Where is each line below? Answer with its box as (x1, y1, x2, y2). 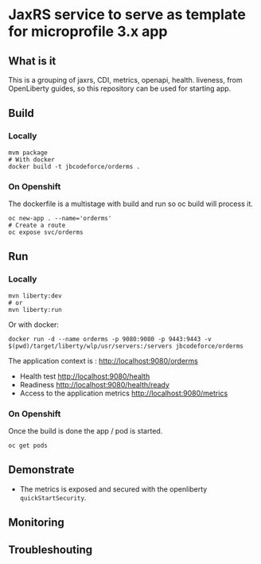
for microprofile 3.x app (8, 22, 168, 41)
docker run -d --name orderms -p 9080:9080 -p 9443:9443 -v (8, 335, 212, 343)
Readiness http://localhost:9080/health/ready (19, 379, 169, 389)
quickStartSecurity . (19, 492, 87, 502)
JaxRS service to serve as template (8, 6, 247, 24)
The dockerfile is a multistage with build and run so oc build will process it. (8, 199, 253, 208)
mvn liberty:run (8, 305, 62, 313)
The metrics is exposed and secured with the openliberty (19, 484, 208, 494)
